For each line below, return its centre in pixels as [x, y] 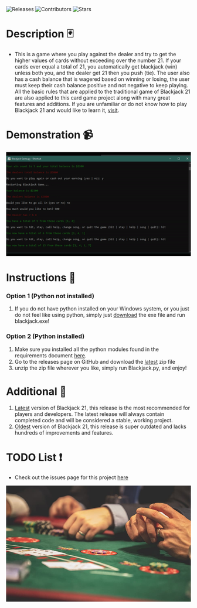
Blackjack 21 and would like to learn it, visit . [67, 110]
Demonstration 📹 [50, 135]
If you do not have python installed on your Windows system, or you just [102, 309]
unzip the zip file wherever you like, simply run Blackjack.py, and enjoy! [101, 368]
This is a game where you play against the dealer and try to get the [95, 54]
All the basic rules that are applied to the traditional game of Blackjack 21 [102, 91]
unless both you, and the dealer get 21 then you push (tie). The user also [102, 73]
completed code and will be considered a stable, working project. [94, 420]
